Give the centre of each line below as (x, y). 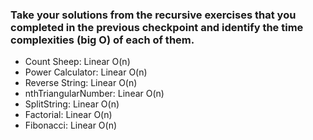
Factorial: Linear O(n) (68, 115)
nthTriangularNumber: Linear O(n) (94, 94)
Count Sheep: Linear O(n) (77, 62)
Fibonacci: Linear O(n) (71, 125)
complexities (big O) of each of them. (102, 40)
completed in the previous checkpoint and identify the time (157, 27)
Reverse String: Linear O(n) (81, 83)
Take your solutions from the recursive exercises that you (153, 15)
